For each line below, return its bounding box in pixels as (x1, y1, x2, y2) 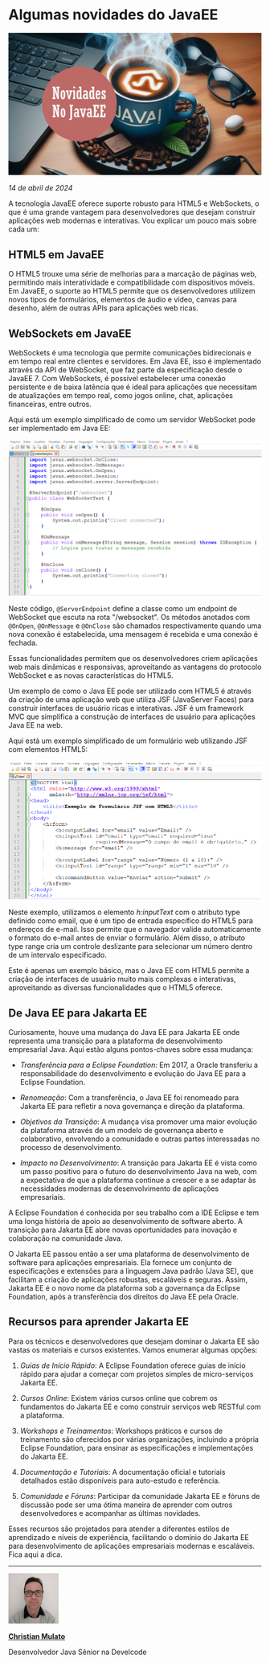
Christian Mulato (8, 1631, 66, 1641)
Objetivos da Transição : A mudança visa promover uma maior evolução (19, 1117, 257, 1127)
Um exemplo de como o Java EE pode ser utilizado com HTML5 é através (8, 686, 252, 696)
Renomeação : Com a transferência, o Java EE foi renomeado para (19, 1093, 239, 1103)
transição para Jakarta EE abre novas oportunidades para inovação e (8, 1225, 238, 1235)
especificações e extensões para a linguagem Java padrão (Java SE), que (8, 1267, 254, 1276)
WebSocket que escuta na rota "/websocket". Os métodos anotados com (8, 613, 251, 622)
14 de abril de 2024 (8, 183, 73, 193)
